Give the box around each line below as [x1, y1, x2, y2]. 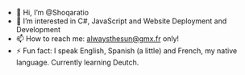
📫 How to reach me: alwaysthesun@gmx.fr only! [15, 34, 180, 44]
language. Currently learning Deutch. [15, 57, 139, 67]
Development [15, 25, 61, 34]
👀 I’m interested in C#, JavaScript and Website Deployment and [15, 16, 227, 26]
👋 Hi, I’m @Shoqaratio [15, 8, 89, 17]
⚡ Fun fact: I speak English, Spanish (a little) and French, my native [15, 46, 238, 56]
